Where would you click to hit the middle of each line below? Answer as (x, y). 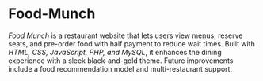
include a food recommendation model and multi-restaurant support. (120, 68)
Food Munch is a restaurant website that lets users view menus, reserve (126, 35)
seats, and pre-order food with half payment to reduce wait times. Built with (131, 43)
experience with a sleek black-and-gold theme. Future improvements (121, 61)
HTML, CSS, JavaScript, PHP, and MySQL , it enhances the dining (115, 52)
